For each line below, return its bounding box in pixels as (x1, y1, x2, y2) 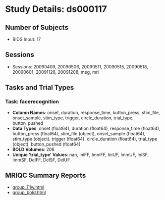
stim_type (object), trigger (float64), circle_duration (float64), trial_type (12, 136, 158, 142)
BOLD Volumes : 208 (12, 146, 55, 152)
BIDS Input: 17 (12, 36, 41, 42)
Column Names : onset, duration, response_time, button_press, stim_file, (12, 109, 160, 115)
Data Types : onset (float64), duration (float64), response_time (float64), (12, 125, 161, 131)
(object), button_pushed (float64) (12, 141, 81, 147)
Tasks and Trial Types (5, 83, 74, 92)
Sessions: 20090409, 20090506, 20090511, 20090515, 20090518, (12, 63, 149, 70)
